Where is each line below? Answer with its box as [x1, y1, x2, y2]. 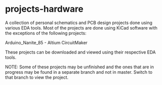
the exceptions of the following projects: [5, 30, 87, 36]
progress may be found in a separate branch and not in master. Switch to [5, 69, 153, 75]
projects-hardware [5, 3, 83, 15]
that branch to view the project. [5, 74, 69, 80]
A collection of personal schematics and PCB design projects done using [5, 20, 153, 26]
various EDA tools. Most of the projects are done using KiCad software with [5, 25, 158, 30]
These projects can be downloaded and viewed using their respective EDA [5, 49, 156, 55]
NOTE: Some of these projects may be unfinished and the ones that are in [5, 64, 154, 70]
